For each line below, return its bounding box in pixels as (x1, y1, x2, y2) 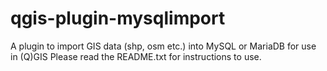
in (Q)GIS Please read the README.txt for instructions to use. (10, 50, 262, 62)
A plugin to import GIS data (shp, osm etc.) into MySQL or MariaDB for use (10, 40, 317, 52)
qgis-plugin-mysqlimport (10, 7, 226, 30)
